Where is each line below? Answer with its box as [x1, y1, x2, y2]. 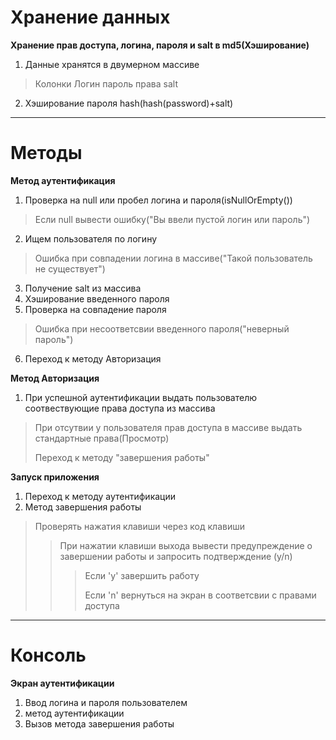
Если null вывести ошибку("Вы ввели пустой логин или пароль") [34, 213, 311, 225]
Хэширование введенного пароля [24, 292, 170, 305]
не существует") [34, 262, 106, 275]
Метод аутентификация [10, 174, 116, 186]
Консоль [10, 644, 87, 667]
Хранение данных [10, 6, 171, 29]
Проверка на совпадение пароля [24, 303, 167, 315]
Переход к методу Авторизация [24, 352, 162, 365]
